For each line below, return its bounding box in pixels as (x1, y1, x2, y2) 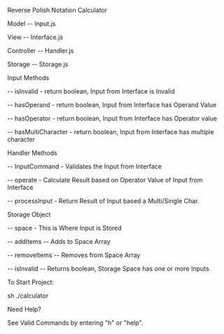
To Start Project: (7, 278, 55, 286)
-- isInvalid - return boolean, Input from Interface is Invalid (7, 87, 175, 95)
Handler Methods (7, 149, 57, 157)
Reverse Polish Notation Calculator (7, 6, 107, 14)
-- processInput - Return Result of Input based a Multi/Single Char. (7, 197, 199, 205)
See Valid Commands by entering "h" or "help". (7, 319, 143, 327)
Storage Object (7, 210, 51, 219)
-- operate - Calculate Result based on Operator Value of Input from (7, 176, 203, 184)
